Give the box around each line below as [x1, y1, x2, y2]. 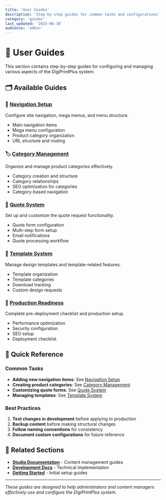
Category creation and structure [12, 173, 78, 179]
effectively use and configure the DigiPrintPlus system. [5, 489, 117, 495]
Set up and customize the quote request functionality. [5, 213, 115, 219]
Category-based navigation [12, 189, 68, 195]
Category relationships [12, 178, 59, 184]
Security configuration [12, 325, 58, 331]
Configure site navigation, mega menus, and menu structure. [5, 112, 129, 118]
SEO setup [12, 331, 34, 336]
